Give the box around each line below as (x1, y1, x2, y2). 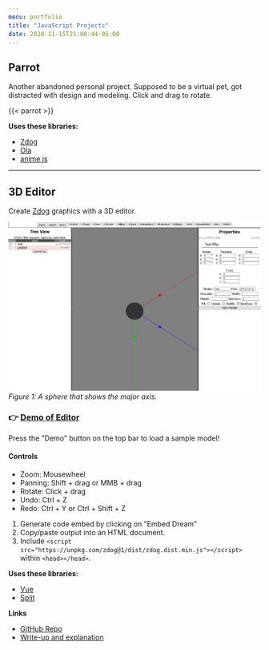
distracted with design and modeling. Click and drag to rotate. (8, 91, 212, 100)
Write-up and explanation (19, 632, 104, 642)
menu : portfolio (8, 13, 62, 21)
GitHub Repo (19, 624, 62, 633)
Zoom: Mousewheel (19, 469, 86, 479)
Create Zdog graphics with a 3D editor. (8, 206, 137, 216)
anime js (19, 154, 48, 164)
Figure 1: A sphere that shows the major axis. (8, 392, 158, 401)
